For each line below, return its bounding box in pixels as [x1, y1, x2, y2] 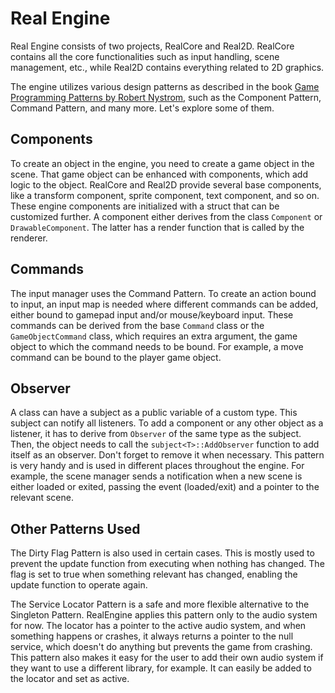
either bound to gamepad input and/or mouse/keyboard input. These [10, 308, 294, 321]
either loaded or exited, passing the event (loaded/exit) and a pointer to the [10, 481, 320, 493]
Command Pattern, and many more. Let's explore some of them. [10, 102, 275, 114]
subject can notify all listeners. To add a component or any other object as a [10, 417, 324, 429]
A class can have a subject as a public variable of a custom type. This [10, 407, 298, 419]
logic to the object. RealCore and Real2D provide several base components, [10, 178, 322, 191]
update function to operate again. [10, 579, 148, 591]
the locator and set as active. [10, 673, 130, 685]
